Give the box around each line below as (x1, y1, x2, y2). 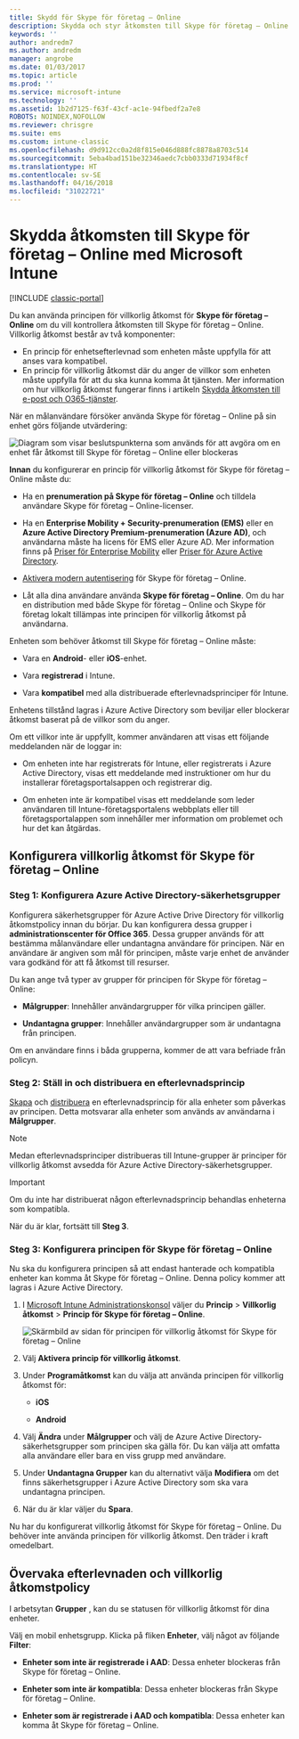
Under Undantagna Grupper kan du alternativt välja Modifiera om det (21, 1467, 279, 1479)
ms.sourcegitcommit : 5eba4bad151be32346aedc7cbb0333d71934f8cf (9, 153, 249, 163)
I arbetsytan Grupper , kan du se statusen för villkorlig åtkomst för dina (9, 1604, 270, 1614)
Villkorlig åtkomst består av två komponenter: (9, 329, 176, 339)
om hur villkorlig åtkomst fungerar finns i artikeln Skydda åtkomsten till (21, 384, 280, 395)
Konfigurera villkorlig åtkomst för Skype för (9, 848, 255, 864)
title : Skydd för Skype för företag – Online (9, 12, 181, 22)
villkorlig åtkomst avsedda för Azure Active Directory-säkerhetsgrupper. (9, 1159, 273, 1170)
